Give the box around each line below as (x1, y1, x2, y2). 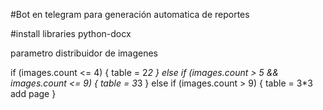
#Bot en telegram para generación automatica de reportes (10, 9, 250, 20)
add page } (10, 88, 57, 99)
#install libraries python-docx (10, 28, 132, 39)
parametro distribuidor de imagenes (10, 47, 158, 59)
